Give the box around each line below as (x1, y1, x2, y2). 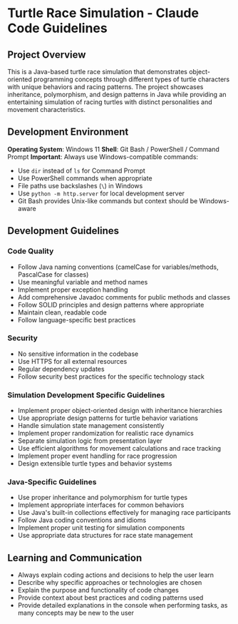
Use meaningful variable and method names (17, 277, 148, 286)
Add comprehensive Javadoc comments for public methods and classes (17, 292, 230, 301)
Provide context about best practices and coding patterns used (17, 593, 204, 602)
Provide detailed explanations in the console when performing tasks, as (17, 601, 228, 610)
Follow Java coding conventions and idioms (17, 516, 147, 525)
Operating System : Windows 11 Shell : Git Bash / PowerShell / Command (7, 145, 219, 153)
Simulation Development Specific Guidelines (7, 390, 165, 400)
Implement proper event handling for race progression (17, 451, 177, 461)
